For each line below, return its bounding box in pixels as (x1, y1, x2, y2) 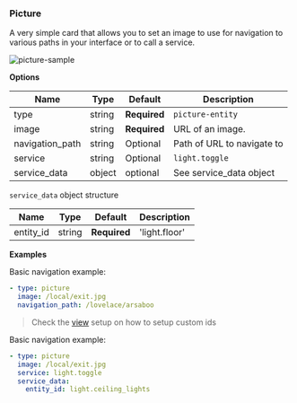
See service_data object (173, 167, 275, 180)
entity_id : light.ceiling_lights (25, 385, 151, 394)
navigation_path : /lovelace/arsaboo (17, 301, 154, 310)
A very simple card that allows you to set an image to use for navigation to (9, 28, 284, 39)
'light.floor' (138, 226, 186, 239)
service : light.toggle (17, 368, 102, 377)
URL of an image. (173, 123, 246, 136)
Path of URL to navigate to (173, 137, 284, 150)
